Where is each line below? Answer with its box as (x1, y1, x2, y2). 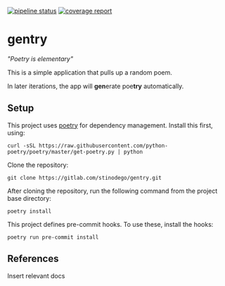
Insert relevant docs (7, 271, 65, 280)
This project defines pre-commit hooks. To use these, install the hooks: (7, 220, 214, 228)
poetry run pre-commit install (7, 233, 99, 241)
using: (7, 128, 25, 137)
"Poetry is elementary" (7, 54, 74, 63)
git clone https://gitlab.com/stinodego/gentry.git (7, 174, 162, 181)
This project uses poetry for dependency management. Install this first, (7, 120, 213, 130)
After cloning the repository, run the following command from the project (7, 187, 218, 195)
